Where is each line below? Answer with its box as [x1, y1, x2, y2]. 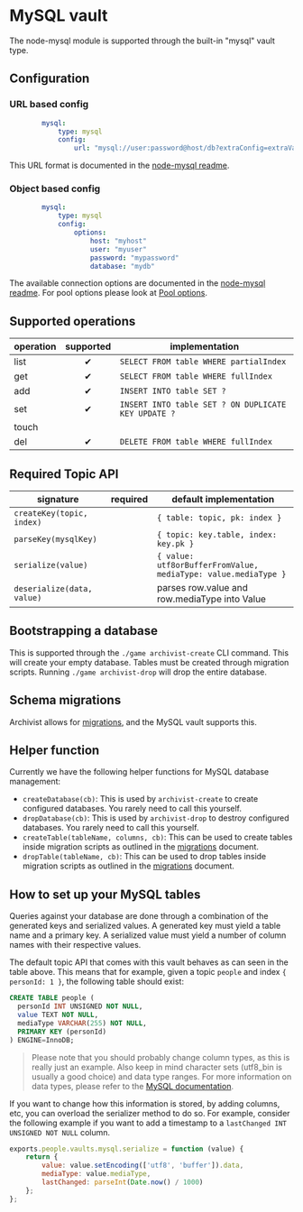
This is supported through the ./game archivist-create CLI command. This [9, 647, 289, 658]
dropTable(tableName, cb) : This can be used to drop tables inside [22, 851, 267, 862]
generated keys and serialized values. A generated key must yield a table [9, 921, 281, 932]
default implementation [170, 493, 275, 506]
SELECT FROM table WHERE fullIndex [120, 372, 273, 381]
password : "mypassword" [89, 253, 179, 262]
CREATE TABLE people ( [9, 994, 95, 1003]
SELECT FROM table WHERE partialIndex [120, 357, 287, 367]
